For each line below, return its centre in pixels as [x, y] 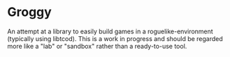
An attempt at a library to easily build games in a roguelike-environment [110, 31]
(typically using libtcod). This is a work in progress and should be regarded [115, 38]
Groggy [30, 12]
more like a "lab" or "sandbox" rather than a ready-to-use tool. [97, 46]
